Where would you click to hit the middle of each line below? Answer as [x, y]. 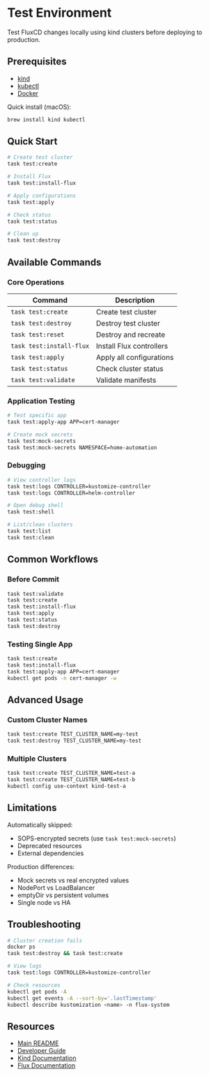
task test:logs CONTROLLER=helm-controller [71, 493]
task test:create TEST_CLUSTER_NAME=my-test [73, 734]
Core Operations [36, 282]
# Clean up [23, 234]
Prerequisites [37, 62]
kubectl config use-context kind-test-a [67, 786]
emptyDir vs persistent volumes [63, 895]
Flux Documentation [46, 1066]
